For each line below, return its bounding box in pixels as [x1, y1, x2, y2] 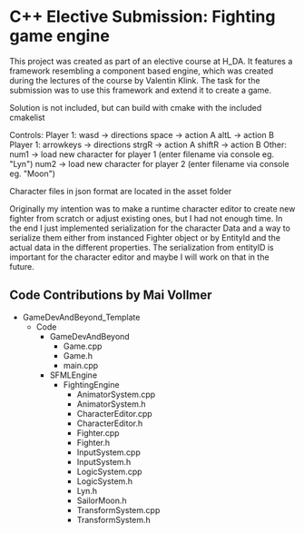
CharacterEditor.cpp [76, 408, 152, 419]
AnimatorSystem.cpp [76, 389, 156, 400]
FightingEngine [63, 379, 120, 390]
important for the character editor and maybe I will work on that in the [9, 252, 270, 262]
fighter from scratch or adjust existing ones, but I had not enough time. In [9, 213, 283, 223]
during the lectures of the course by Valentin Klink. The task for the [9, 74, 260, 85]
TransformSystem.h [76, 514, 152, 525]
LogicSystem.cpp [76, 466, 142, 477]
